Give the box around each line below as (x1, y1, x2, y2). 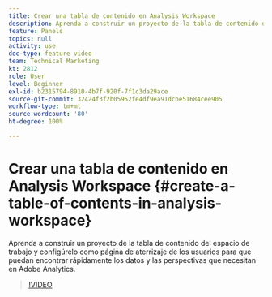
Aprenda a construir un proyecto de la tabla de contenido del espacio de (8, 238, 250, 247)
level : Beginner (8, 80, 63, 88)
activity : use (8, 42, 57, 50)
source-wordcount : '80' (8, 110, 89, 118)
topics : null (8, 34, 53, 43)
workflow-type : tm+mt (8, 102, 82, 110)
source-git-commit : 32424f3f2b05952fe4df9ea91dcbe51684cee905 (8, 95, 223, 103)
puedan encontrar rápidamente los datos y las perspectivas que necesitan (8, 255, 257, 265)
